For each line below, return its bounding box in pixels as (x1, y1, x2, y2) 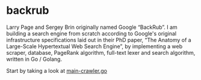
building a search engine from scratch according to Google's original (6, 29, 176, 37)
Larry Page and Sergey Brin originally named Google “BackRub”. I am (6, 23, 178, 31)
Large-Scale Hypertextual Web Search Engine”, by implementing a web (6, 43, 183, 50)
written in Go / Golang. (6, 55, 62, 63)
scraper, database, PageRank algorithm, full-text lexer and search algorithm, (6, 49, 196, 56)
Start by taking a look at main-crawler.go (6, 67, 107, 74)
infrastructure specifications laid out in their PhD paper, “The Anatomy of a (6, 36, 191, 43)
